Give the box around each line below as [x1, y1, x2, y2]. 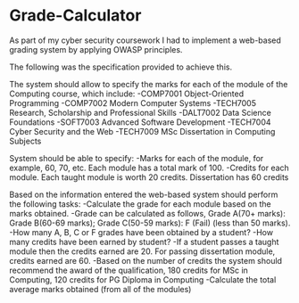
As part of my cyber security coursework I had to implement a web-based [9, 35, 281, 45]
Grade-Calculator [9, 5, 142, 26]
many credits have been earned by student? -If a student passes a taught [9, 236, 279, 247]
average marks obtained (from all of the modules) [9, 283, 192, 294]
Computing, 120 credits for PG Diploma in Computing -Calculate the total [9, 274, 277, 285]
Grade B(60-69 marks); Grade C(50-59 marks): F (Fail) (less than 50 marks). [9, 217, 291, 228]
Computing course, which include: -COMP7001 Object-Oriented [9, 88, 244, 99]
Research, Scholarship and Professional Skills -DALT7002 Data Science [9, 107, 272, 118]
